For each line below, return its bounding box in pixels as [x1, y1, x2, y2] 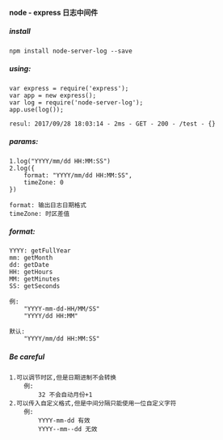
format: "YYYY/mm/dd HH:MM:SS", [23, 171, 133, 180]
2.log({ [9, 164, 36, 172]
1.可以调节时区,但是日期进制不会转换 [9, 374, 116, 382]
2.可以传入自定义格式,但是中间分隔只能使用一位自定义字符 [9, 400, 177, 408]
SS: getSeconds [9, 282, 61, 290]
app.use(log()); [9, 105, 64, 113]
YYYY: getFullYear [9, 247, 71, 255]
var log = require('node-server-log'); [9, 98, 144, 107]
